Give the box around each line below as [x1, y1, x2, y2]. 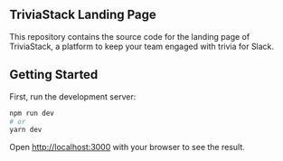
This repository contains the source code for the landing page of [9, 31, 250, 42]
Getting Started [9, 67, 99, 82]
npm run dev [9, 109, 54, 118]
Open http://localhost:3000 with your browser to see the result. [9, 142, 246, 153]
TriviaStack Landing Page [9, 7, 156, 23]
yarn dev [9, 126, 42, 135]
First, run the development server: [9, 90, 137, 102]
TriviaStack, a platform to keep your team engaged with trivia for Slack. [9, 41, 274, 52]
